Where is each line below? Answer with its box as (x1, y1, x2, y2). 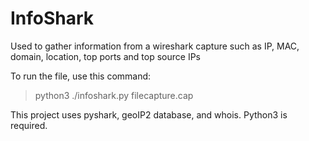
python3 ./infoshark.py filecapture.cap (34, 89, 194, 101)
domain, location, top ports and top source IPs (10, 50, 201, 62)
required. (10, 119, 48, 131)
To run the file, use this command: (10, 70, 152, 82)
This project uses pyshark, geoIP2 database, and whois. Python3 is (10, 108, 288, 121)
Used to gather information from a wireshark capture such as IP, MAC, (10, 40, 300, 52)
